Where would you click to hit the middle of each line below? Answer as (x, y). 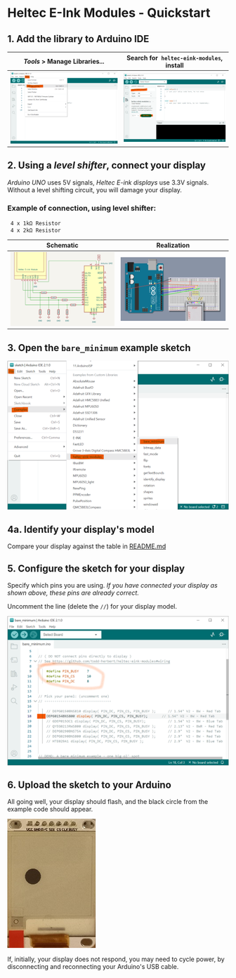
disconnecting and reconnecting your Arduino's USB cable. (93, 967)
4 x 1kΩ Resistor (35, 223)
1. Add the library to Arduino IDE (78, 39)
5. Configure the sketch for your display (96, 568)
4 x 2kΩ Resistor (35, 230)
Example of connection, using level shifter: (82, 208)
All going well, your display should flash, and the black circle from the (108, 802)
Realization (173, 245)
